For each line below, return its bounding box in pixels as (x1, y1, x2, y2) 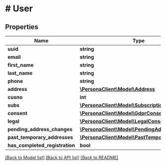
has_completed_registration (7, 142, 75, 149)
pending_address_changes (7, 126, 73, 132)
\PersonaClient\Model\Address (80, 86, 155, 92)
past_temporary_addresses (7, 134, 73, 141)
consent (7, 110, 28, 117)
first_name (7, 62, 34, 68)
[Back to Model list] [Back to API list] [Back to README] (5, 155, 119, 161)
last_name (7, 70, 33, 77)
